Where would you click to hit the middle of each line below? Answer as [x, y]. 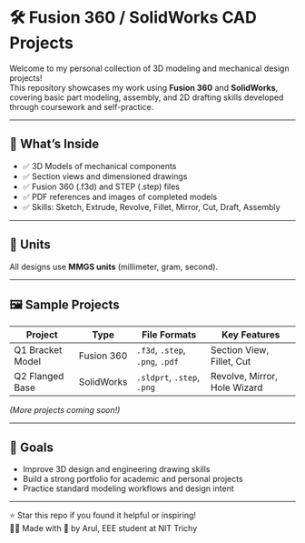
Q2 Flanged [39, 377]
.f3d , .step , [161, 350]
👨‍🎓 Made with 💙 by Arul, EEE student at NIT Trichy [103, 528]
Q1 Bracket [38, 350]
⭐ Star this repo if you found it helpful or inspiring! [103, 516]
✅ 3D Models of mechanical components [99, 166]
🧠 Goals [32, 447]
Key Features [251, 335]
